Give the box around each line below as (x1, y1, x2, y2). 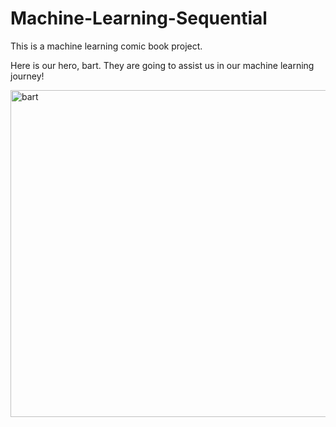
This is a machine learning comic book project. (10, 40, 203, 52)
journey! (10, 70, 45, 82)
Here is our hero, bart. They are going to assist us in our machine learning (10, 59, 315, 71)
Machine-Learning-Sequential (10, 7, 268, 30)
